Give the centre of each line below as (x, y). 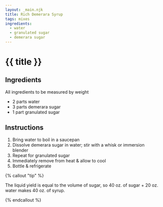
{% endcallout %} (23, 200)
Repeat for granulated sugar (41, 155)
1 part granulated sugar (36, 112)
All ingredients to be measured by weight (47, 92)
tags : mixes (17, 19)
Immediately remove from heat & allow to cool (59, 160)
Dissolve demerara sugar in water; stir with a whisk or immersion (78, 145)
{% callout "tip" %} (25, 175)
